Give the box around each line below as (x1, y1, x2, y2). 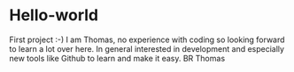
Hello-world (9, 5, 99, 25)
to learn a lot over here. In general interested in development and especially (9, 43, 285, 54)
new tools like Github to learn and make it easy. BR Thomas (9, 53, 226, 63)
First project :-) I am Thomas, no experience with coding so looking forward (9, 34, 285, 45)
